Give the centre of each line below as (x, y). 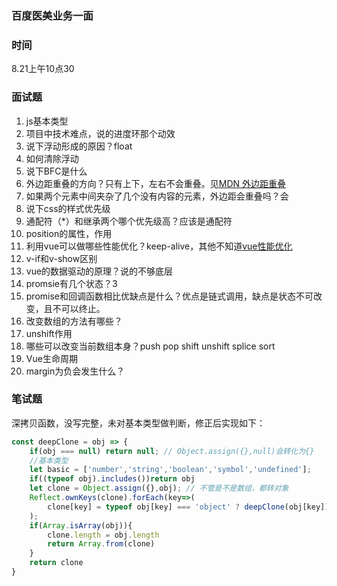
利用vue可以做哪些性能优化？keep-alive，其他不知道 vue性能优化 (159, 246)
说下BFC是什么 (56, 171)
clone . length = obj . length (103, 535)
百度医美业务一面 (52, 15)
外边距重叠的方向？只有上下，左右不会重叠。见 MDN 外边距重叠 (156, 183)
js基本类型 (47, 121)
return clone (56, 563)
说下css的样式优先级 (68, 208)
